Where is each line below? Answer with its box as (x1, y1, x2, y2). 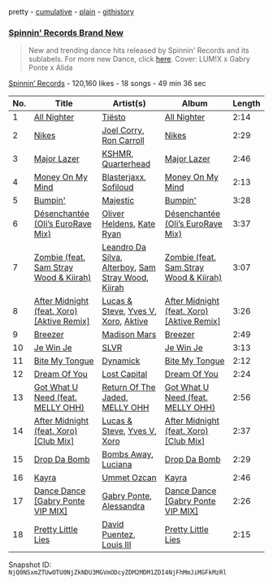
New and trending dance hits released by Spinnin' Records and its (28, 45, 249, 55)
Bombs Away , (101, 448, 154, 460)
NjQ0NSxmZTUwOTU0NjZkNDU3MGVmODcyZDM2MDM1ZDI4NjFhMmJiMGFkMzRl (8, 569, 227, 577)
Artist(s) (112, 97, 146, 109)
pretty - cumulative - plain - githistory (8, 7, 135, 16)
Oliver (101, 208, 124, 219)
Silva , (101, 252, 123, 263)
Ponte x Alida (28, 63, 73, 72)
